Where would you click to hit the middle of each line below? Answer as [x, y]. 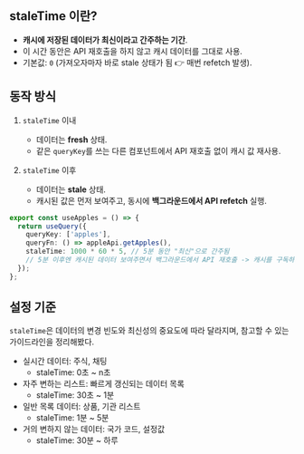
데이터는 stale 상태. [71, 189]
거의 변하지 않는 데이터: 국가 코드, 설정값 [94, 430]
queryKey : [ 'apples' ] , [68, 235]
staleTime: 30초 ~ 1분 [75, 395]
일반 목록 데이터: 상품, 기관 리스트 [81, 407]
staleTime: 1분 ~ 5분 [72, 418]
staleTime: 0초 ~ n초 [73, 372]
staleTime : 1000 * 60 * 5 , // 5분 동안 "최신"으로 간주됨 [128, 252]
